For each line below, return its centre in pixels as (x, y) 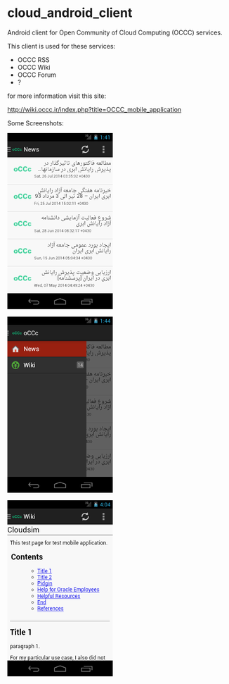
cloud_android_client (70, 13)
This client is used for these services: (61, 46)
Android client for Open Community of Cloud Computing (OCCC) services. (115, 32)
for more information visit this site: (57, 96)
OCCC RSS (34, 60)
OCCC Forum (37, 75)
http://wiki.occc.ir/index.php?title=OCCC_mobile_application (94, 109)
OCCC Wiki (34, 67)
